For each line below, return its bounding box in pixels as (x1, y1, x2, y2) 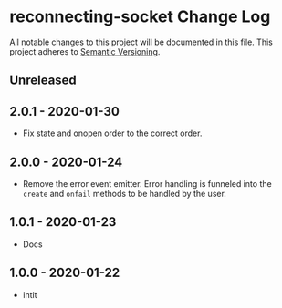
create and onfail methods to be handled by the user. (22, 188, 226, 199)
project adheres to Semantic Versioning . (9, 46, 161, 56)
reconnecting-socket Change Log (9, 6, 271, 27)
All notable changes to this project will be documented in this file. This (9, 36, 274, 47)
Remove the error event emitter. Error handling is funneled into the (22, 178, 272, 189)
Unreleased (9, 73, 78, 88)
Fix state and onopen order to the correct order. (22, 128, 203, 139)
